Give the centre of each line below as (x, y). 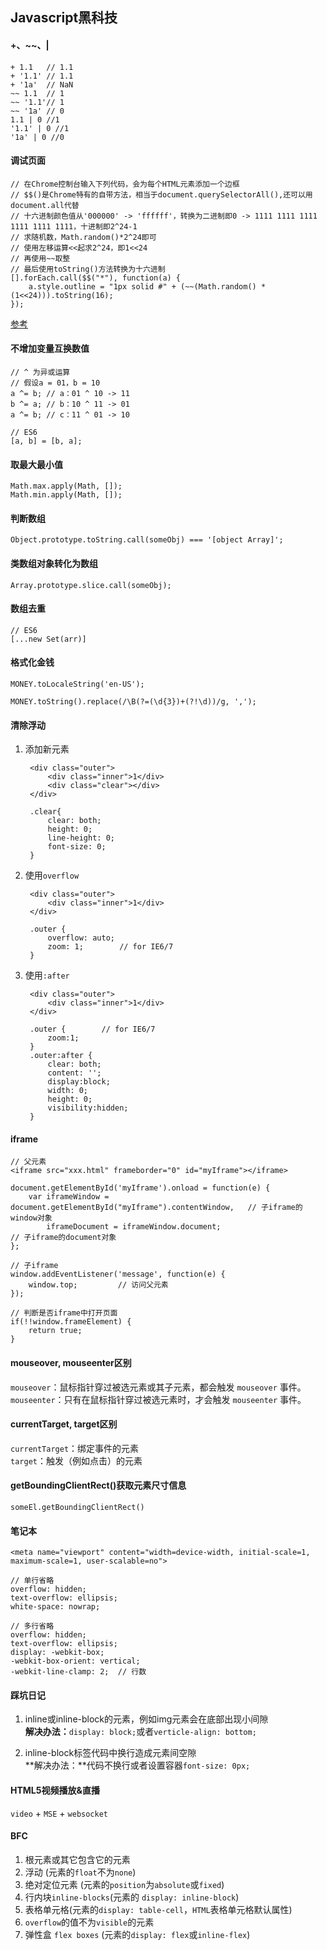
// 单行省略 (32, 1581)
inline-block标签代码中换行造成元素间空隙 (110, 1753)
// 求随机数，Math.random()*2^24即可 (83, 237)
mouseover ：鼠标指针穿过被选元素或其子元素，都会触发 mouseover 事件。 (158, 1387)
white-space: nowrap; (55, 1607)
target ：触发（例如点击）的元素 (76, 1460)
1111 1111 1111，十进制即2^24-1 (74, 226)
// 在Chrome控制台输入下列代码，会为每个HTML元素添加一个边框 (125, 184)
